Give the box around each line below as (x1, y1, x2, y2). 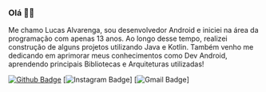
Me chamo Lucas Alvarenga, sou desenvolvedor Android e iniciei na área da (8, 26, 259, 35)
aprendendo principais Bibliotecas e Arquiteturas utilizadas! (8, 59, 204, 69)
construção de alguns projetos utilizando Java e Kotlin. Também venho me (8, 42, 254, 52)
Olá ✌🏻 (8, 7, 34, 18)
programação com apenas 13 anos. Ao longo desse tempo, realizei (8, 34, 228, 43)
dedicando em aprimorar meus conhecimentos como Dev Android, (8, 51, 228, 61)
